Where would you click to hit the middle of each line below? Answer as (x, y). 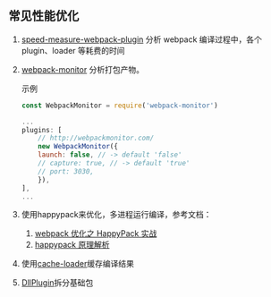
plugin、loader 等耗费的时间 (73, 50)
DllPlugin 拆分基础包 (57, 283)
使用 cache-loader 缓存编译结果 (78, 264)
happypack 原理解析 (72, 245)
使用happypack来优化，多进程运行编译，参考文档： (116, 215)
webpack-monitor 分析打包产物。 (83, 69)
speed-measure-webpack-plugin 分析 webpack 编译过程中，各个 (142, 39)
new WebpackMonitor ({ (78, 147)
